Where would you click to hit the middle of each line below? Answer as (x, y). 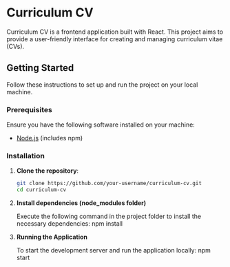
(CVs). (15, 46)
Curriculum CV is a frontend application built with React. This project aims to (115, 32)
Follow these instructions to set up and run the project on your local (102, 85)
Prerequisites (29, 109)
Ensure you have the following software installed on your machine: (101, 125)
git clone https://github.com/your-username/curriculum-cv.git (109, 184)
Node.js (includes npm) (50, 138)
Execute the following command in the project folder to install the (108, 216)
